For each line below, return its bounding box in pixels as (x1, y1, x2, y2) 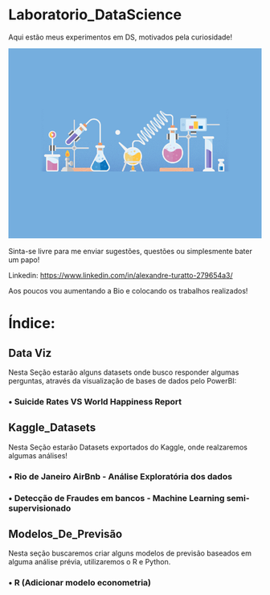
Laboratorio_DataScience (8, 6, 182, 24)
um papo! (8, 255, 40, 265)
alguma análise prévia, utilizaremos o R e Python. (8, 557, 171, 567)
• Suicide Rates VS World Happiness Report (8, 396, 182, 407)
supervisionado (8, 503, 72, 514)
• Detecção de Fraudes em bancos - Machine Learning (8, 492, 225, 503)
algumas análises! (8, 450, 68, 460)
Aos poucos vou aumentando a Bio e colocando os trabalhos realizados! (8, 285, 248, 295)
